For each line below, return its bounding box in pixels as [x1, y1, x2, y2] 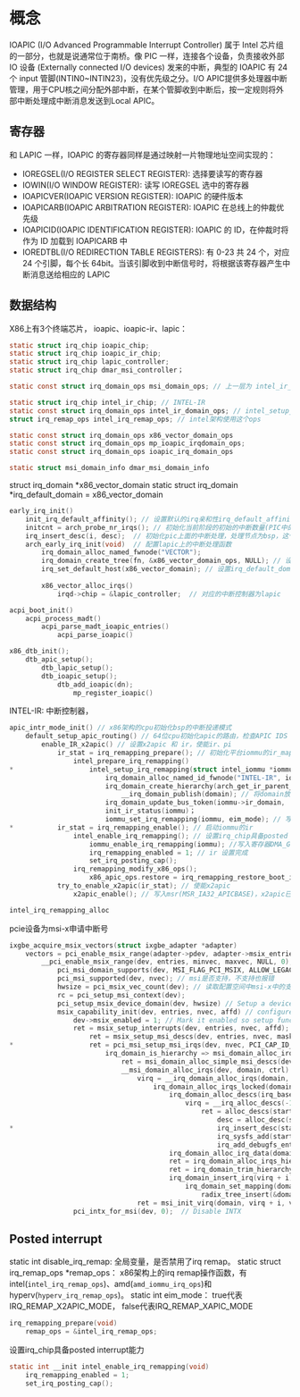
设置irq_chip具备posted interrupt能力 [9, 1344, 145, 1355]
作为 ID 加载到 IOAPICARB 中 [21, 235, 128, 246]
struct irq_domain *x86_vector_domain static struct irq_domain [9, 480, 238, 491]
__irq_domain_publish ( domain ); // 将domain [121, 790, 284, 799]
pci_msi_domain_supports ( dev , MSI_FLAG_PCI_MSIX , [56, 966, 246, 975]
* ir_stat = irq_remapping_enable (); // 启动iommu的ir [9, 823, 254, 832]
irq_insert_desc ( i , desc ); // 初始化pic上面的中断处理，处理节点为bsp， [25, 531, 283, 541]
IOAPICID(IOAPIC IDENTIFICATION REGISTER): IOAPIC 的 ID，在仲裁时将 [21, 224, 289, 235]
